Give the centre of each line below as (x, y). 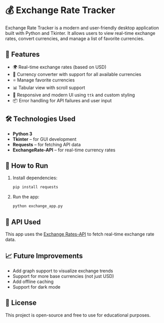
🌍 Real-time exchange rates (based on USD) (59, 67)
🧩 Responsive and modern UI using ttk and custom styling (74, 95)
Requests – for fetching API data (47, 144)
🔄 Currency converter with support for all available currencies (77, 74)
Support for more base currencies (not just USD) (63, 276)
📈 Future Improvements (44, 256)
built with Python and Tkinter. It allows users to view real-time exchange (80, 33)
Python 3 (23, 134)
